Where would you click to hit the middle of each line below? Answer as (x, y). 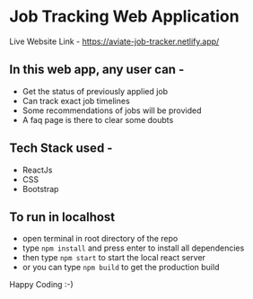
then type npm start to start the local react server (114, 258)
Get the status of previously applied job (95, 91)
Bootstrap (40, 189)
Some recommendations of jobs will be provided (112, 110)
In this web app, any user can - (97, 70)
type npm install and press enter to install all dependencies (133, 248)
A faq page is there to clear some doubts (98, 119)
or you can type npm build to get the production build (121, 268)
